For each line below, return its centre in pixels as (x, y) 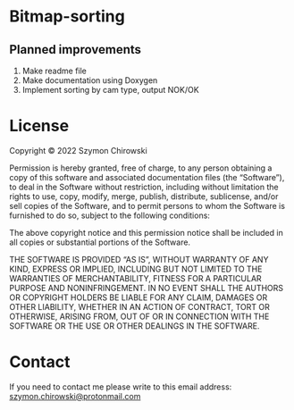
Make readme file (55, 71)
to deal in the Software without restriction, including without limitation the (144, 187)
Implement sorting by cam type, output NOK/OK (110, 90)
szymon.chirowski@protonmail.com (75, 396)
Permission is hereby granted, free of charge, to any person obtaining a (141, 168)
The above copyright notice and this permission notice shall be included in (146, 232)
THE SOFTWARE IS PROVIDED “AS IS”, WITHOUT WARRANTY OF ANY (139, 259)
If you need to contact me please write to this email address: (121, 387)
